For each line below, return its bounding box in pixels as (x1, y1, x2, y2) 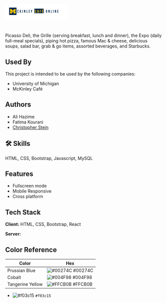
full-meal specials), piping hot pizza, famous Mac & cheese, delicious (5, 38, 148, 44)
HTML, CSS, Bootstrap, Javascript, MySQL (5, 155, 93, 161)
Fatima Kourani (12, 119, 43, 125)
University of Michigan (12, 80, 59, 86)
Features (5, 169, 33, 178)
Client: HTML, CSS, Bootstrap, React (5, 221, 81, 227)
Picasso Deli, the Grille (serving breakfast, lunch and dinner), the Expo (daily (5, 32, 162, 38)
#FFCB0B (72, 281, 93, 287)
